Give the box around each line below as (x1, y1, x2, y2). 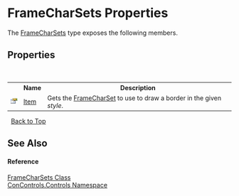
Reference (7, 157, 39, 165)
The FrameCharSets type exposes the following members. (7, 28, 178, 37)
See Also (7, 137, 48, 150)
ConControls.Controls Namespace (7, 180, 108, 189)
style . (47, 101, 64, 109)
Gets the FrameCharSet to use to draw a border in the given (47, 94, 222, 102)
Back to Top (10, 117, 46, 125)
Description (119, 84, 156, 92)
